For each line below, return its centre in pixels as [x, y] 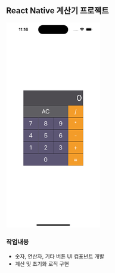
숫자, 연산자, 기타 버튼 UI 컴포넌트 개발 [59, 256]
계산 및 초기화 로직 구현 [42, 263]
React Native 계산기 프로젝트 [57, 11]
